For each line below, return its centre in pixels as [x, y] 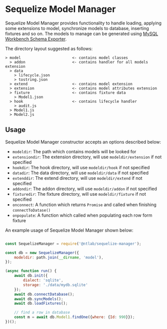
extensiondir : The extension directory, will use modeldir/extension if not [87, 157]
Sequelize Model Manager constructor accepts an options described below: [83, 142]
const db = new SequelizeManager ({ [42, 253]
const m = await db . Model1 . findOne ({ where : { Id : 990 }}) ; [75, 317]
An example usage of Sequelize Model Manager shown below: [69, 230]
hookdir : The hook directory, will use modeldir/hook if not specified [81, 167]
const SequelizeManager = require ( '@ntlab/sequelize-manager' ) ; [73, 244]
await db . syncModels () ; [39, 299]
